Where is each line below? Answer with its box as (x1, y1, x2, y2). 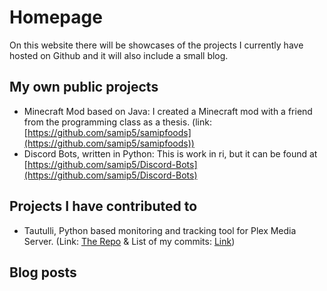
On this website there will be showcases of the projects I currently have (9, 39, 304, 51)
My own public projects (9, 79, 159, 96)
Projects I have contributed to (9, 198, 198, 215)
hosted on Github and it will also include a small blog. (9, 49, 229, 61)
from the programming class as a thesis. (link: (23, 116, 212, 128)
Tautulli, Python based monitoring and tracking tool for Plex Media (23, 224, 297, 236)
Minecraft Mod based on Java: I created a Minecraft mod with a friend (23, 105, 313, 117)
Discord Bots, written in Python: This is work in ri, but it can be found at (23, 147, 318, 160)
